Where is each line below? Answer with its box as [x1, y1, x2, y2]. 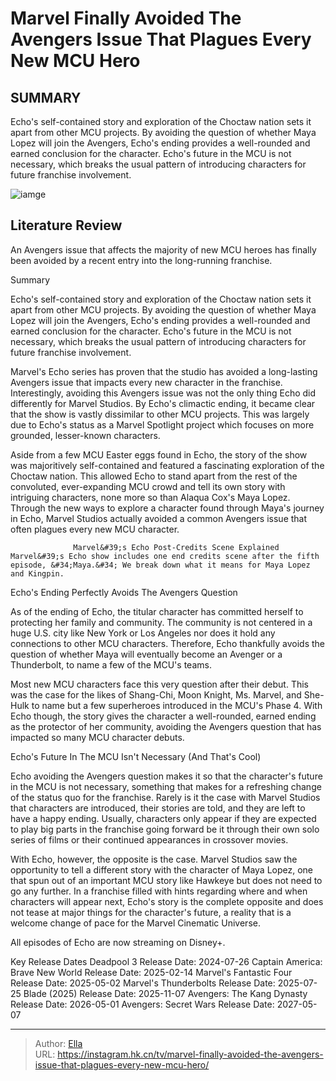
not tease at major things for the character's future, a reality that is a [10, 906, 292, 918]
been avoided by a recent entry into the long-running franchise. [10, 254, 273, 266]
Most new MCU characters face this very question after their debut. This [10, 678, 309, 690]
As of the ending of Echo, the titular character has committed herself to [10, 605, 304, 617]
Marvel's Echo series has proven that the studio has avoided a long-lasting [10, 365, 318, 377]
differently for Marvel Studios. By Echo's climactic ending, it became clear [10, 397, 316, 409]
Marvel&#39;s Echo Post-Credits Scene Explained [73, 542, 280, 552]
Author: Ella [34, 1037, 83, 1049]
